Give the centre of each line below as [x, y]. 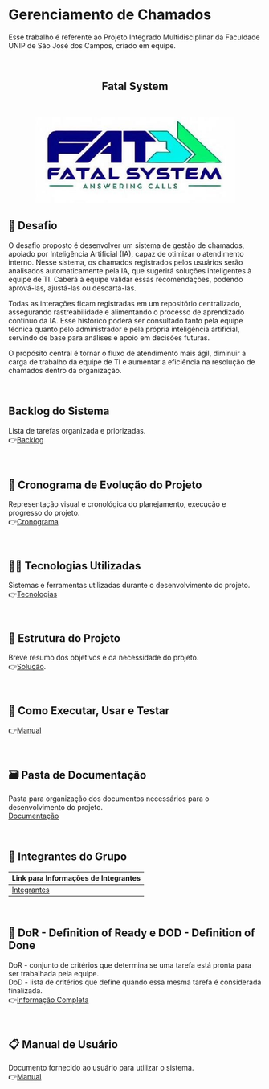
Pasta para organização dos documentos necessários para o [109, 799]
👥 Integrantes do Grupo [67, 857]
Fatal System [135, 86]
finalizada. [25, 990]
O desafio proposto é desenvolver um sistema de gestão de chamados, [126, 245]
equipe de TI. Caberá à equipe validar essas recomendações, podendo [126, 279]
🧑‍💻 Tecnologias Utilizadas [75, 566]
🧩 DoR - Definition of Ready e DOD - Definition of [132, 933]
